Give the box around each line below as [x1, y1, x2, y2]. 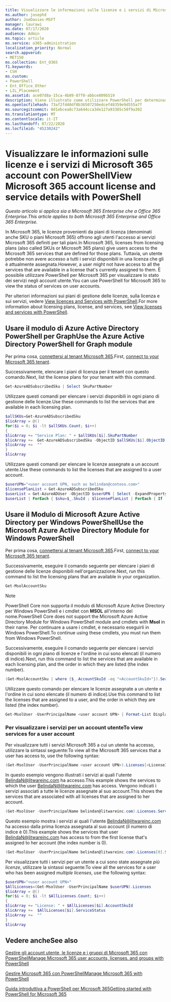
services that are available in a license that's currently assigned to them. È [5, 267, 161, 273]
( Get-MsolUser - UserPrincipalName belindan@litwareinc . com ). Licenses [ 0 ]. [5, 850, 165, 855]
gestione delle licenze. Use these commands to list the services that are [5, 399, 155, 405]
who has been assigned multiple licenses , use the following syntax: [5, 869, 147, 876]
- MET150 [5, 55, 24, 60]
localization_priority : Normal [5, 45, 72, 50]
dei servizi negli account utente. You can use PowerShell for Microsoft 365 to [5, 277, 166, 284]
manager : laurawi [5, 21, 42, 27]
